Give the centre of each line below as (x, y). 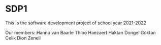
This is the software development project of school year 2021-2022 (76, 23)
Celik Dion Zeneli (23, 38)
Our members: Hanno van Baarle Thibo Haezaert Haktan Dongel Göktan (80, 32)
